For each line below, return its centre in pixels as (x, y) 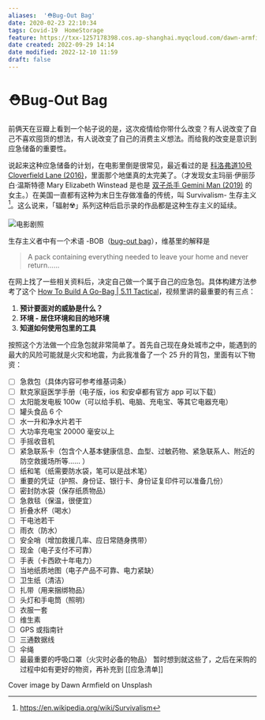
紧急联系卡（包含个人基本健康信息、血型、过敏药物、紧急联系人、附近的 (137, 451)
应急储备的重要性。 (39, 148)
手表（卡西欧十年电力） (58, 560)
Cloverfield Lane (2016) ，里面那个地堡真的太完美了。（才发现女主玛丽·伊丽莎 (132, 175)
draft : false (30, 60)
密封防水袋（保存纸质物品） (65, 491)
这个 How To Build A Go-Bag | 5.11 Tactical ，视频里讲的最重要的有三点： (139, 292)
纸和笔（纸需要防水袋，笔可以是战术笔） (85, 471)
